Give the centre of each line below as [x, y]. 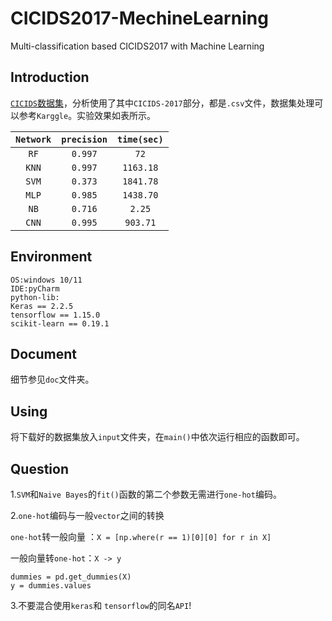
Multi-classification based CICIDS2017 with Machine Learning [137, 46]
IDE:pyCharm [35, 288]
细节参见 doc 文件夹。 [52, 379]
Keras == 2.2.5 [42, 306]
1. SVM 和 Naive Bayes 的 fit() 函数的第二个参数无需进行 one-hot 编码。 [146, 494]
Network [33, 139]
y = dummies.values [51, 586]
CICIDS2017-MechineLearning [139, 18]
